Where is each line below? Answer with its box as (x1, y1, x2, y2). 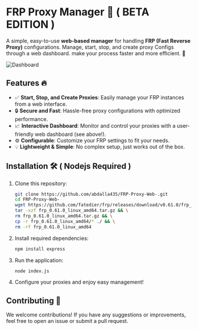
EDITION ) (6, 18, 55, 31)
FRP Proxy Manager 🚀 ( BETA (6, 5, 150, 19)
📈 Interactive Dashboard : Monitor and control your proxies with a (14, 122, 176, 129)
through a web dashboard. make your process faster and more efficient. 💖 (6, 49, 186, 56)
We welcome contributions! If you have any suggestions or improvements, (6, 311, 186, 318)
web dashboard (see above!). (35, 131, 106, 138)
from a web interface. (14, 100, 68, 108)
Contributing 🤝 (6, 295, 61, 305)
